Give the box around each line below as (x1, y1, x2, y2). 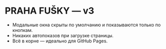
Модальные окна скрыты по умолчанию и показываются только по (12, 22, 161, 28)
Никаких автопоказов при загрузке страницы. (12, 32, 114, 38)
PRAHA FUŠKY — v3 (5, 5, 95, 17)
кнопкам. (12, 27, 33, 33)
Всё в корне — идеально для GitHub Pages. (12, 38, 108, 44)
